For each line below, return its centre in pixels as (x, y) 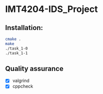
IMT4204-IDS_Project (51, 9)
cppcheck (23, 86)
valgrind (21, 80)
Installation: (24, 28)
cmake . (13, 39)
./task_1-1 (16, 53)
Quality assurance (34, 68)
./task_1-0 (16, 48)
